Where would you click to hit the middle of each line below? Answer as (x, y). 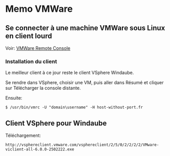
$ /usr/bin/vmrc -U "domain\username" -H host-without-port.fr (74, 108)
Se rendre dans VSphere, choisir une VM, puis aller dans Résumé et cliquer (84, 83)
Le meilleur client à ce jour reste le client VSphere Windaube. (70, 73)
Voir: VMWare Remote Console (38, 48)
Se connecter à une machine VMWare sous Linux (85, 28)
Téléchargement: (23, 135)
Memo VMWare (39, 9)
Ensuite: (14, 98)
